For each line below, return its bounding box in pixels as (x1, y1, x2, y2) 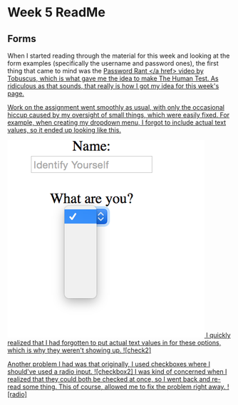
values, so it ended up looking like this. (7, 126, 121, 134)
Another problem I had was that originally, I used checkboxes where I (7, 360, 210, 368)
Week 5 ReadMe (7, 4, 105, 21)
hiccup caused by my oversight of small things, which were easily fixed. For (7, 111, 230, 119)
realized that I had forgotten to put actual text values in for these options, (7, 339, 222, 347)
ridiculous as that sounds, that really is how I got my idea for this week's (7, 82, 219, 90)
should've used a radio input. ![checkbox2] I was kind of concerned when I (7, 367, 227, 376)
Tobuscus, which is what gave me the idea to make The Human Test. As (7, 74, 219, 83)
